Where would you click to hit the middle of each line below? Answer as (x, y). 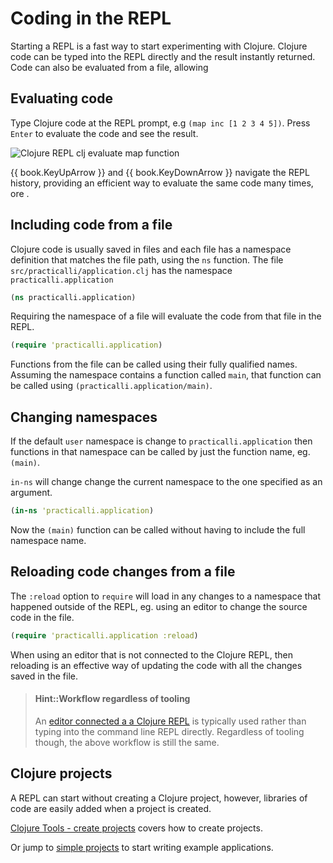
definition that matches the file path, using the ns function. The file (147, 259)
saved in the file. (44, 676)
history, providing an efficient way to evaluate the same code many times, (162, 183)
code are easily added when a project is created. (111, 808)
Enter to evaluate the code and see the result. (104, 133)
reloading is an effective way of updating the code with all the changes (156, 665)
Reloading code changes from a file (123, 572)
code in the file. (42, 617)
